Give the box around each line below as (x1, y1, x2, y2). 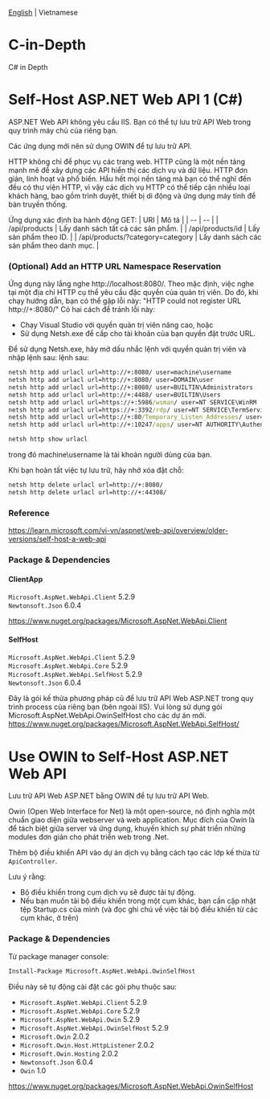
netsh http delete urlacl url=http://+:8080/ (8, 481, 163, 490)
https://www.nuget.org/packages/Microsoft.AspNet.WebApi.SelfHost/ (8, 720, 239, 729)
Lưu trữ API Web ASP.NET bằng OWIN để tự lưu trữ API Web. (8, 791, 210, 801)
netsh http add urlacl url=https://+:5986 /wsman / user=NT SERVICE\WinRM (8, 398, 257, 406)
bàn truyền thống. (8, 199, 68, 209)
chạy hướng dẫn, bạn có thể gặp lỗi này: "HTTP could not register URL (8, 296, 242, 306)
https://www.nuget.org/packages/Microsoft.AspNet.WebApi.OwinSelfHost (8, 1081, 254, 1091)
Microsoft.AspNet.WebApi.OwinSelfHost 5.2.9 (19, 1023, 169, 1032)
